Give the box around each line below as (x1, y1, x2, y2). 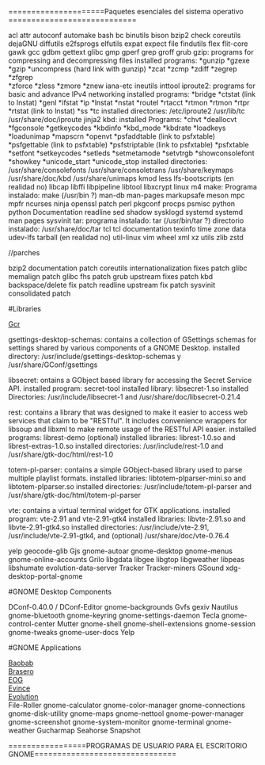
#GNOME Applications (8, 643, 81, 652)
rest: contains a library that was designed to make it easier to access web (8, 407, 248, 417)
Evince (8, 683, 31, 693)
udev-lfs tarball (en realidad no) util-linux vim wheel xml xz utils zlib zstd (8, 233, 244, 242)
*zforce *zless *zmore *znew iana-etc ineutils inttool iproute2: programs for (8, 81, 256, 90)
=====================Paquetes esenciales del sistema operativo (8, 7, 244, 16)
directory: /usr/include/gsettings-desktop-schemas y (8, 352, 182, 361)
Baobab (8, 658, 34, 667)
